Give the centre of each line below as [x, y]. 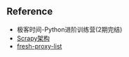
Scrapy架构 [33, 38]
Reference [30, 12]
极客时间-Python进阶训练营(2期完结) [69, 29]
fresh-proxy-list [39, 46]
